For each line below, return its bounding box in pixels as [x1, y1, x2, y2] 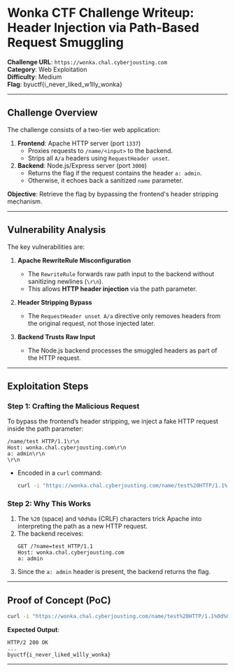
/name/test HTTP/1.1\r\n [7, 438, 80, 445]
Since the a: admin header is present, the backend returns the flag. [17, 568, 211, 576]
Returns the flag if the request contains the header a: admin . [27, 169, 202, 177]
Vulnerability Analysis [7, 224, 106, 236]
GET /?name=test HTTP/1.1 [17, 543, 93, 550]
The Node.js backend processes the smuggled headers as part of [27, 346, 218, 355]
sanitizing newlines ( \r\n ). [27, 277, 104, 285]
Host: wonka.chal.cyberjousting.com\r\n [7, 444, 127, 452]
